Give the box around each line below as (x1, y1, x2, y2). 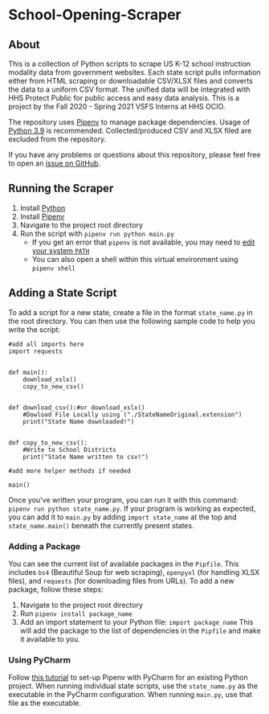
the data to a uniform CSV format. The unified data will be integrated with (8, 84, 251, 94)
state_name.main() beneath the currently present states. (8, 520, 194, 530)
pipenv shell (31, 264, 76, 273)
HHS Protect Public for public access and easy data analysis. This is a (8, 93, 239, 102)
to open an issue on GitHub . (8, 158, 101, 168)
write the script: (8, 324, 61, 334)
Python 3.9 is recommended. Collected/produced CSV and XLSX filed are (8, 126, 252, 135)
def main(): (8, 368, 48, 376)
